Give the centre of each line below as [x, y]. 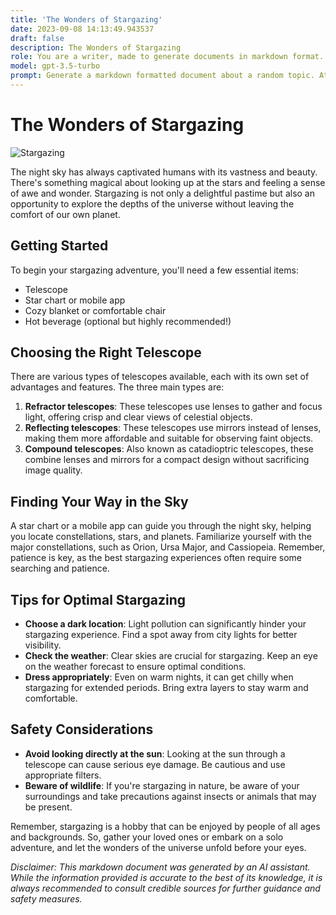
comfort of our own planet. [65, 214]
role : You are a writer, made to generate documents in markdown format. [167, 57]
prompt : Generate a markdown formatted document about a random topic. [162, 76]
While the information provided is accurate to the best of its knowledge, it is [166, 877]
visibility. [43, 645]
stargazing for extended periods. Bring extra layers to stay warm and [166, 688]
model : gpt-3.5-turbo [55, 66]
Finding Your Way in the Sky [99, 501]
